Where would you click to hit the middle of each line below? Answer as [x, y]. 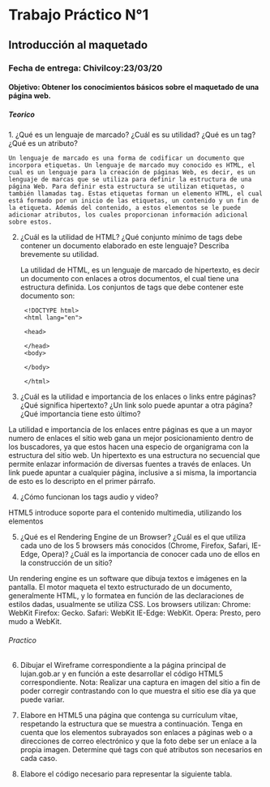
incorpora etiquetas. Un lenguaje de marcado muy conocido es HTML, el [132, 165]
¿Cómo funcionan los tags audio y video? [89, 497]
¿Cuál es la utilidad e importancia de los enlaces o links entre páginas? [138, 397]
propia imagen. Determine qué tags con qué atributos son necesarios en [141, 750]
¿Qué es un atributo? [43, 143]
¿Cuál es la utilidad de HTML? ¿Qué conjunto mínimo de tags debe [131, 237]
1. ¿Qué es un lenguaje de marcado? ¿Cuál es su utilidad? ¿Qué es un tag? [132, 135]
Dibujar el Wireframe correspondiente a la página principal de [123, 665]
